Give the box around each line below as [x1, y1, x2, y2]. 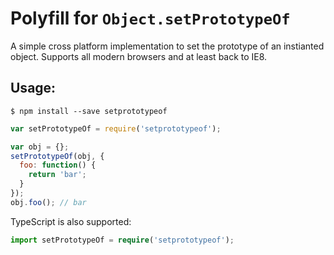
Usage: [10, 80, 57, 97]
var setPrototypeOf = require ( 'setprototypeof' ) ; [10, 123, 222, 134]
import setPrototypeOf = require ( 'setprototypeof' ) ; [10, 235, 235, 245]
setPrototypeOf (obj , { [10, 151, 105, 161]
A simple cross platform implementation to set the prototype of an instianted [10, 40, 325, 52]
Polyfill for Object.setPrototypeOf [10, 7, 291, 30]
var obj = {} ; [10, 142, 70, 152]
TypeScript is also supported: [10, 215, 132, 227]
